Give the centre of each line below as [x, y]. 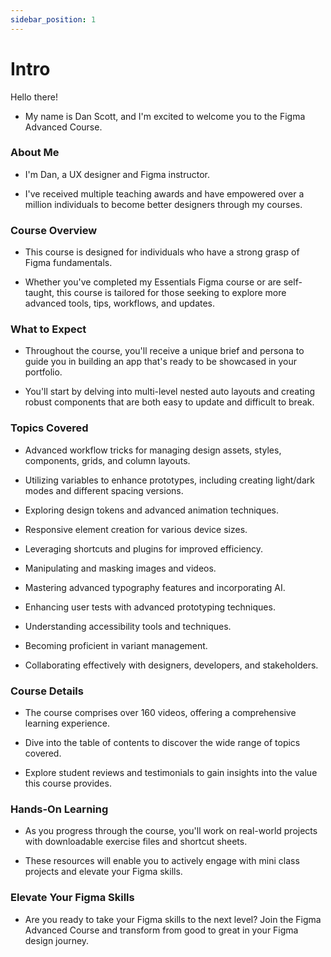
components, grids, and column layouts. [107, 460]
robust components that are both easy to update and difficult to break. [169, 402]
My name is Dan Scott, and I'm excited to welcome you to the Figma [165, 116]
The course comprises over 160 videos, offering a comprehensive [160, 713]
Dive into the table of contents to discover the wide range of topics [162, 743]
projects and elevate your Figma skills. [103, 872]
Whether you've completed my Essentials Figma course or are [153, 282]
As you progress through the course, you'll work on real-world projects [171, 831]
